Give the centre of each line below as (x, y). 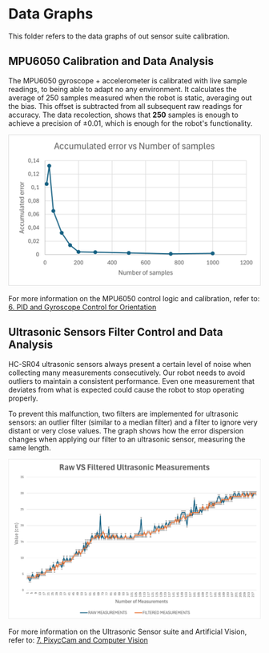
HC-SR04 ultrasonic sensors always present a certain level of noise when (130, 364)
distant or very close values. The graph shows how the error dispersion (126, 430)
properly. (23, 398)
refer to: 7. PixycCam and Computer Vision (78, 640)
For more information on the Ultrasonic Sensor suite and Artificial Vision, (128, 632)
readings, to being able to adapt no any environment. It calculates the (123, 89)
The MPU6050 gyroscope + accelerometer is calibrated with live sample (128, 80)
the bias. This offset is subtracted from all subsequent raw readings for (125, 106)
